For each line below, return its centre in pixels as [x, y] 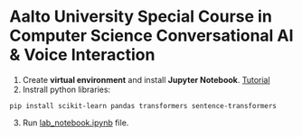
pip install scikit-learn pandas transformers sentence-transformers [143, 105]
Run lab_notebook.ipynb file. [75, 123]
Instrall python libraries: [66, 89]
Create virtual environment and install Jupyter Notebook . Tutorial [146, 79]
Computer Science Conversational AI [151, 36]
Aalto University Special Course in [141, 17]
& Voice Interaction [82, 55]
